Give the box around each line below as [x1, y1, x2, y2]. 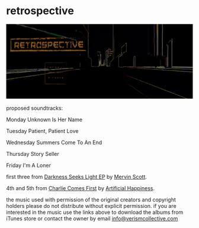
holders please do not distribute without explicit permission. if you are [6, 202, 176, 209]
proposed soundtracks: [6, 105, 63, 112]
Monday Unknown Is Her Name [6, 116, 83, 123]
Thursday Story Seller [6, 150, 59, 157]
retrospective [6, 4, 74, 18]
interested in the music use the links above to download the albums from [6, 209, 184, 216]
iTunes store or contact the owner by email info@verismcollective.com [6, 214, 178, 222]
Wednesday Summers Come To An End [6, 139, 102, 146]
